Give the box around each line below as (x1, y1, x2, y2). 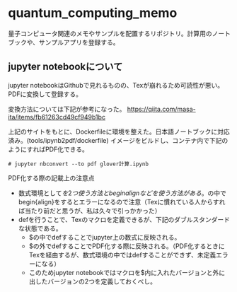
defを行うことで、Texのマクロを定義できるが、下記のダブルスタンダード (18, 215, 231, 223)
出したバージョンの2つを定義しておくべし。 (28, 277, 157, 286)
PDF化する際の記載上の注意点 (8, 173, 95, 182)
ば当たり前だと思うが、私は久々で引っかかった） (18, 206, 161, 215)
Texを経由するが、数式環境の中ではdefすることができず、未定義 (28, 250, 216, 259)
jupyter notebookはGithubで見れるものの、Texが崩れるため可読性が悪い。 (8, 81, 224, 89)
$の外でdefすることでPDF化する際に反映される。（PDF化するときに (28, 242, 225, 250)
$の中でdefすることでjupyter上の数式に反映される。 (28, 233, 181, 241)
